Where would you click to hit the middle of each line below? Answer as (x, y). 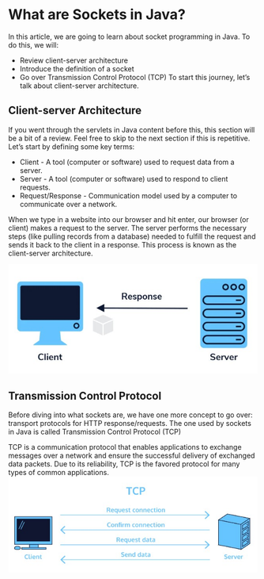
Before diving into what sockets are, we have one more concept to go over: (130, 415)
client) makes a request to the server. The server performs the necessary (128, 228)
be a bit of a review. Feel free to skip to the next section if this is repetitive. (129, 138)
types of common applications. (58, 473)
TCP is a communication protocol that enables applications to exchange (125, 447)
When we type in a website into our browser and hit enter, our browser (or (128, 219)
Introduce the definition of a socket (77, 68)
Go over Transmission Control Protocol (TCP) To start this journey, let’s (135, 77)
